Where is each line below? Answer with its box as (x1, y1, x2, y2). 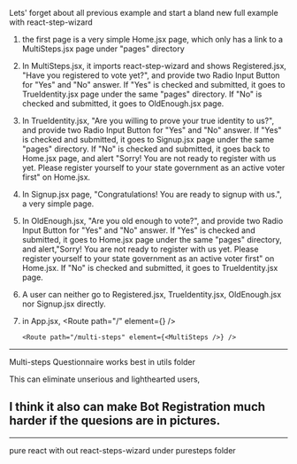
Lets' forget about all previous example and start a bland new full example (9, 8, 278, 18)
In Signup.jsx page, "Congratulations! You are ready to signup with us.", (21, 189, 283, 199)
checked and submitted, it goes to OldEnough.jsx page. (21, 98, 225, 109)
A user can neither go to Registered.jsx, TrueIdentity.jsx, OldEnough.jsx (21, 290, 282, 299)
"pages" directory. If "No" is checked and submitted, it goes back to (21, 143, 270, 154)
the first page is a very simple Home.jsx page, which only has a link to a (21, 35, 284, 44)
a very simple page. (21, 198, 95, 209)
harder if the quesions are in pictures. (9, 414, 221, 429)
